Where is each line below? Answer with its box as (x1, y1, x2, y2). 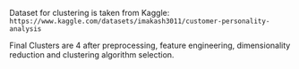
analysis (9, 25, 42, 34)
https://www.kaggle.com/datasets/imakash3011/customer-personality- (9, 17, 270, 26)
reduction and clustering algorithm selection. (9, 50, 175, 60)
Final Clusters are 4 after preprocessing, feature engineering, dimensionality (9, 40, 291, 50)
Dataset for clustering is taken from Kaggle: (9, 8, 170, 18)
